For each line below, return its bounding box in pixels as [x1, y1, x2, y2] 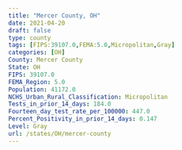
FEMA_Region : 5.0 [8, 78, 66, 86]
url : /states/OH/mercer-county [8, 129, 112, 137]
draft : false [8, 26, 51, 34]
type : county [8, 33, 51, 42]
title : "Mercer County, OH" [8, 11, 101, 20]
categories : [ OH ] [8, 48, 66, 56]
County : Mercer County [8, 56, 83, 64]
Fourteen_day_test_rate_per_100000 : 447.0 [8, 108, 150, 116]
